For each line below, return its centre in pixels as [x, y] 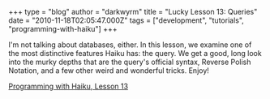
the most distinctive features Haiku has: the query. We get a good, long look [135, 53]
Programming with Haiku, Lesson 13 [68, 86]
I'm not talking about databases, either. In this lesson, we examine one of [130, 45]
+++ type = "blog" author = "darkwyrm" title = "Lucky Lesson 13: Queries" [133, 12]
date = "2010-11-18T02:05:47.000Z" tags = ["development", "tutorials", [126, 20]
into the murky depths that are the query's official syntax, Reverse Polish [130, 62]
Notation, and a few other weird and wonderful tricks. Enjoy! [109, 71]
